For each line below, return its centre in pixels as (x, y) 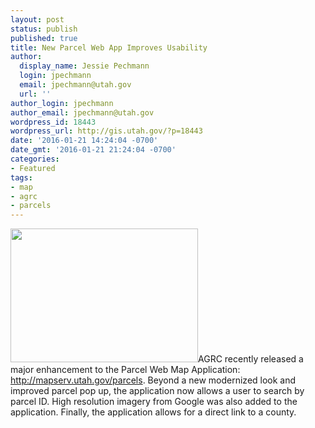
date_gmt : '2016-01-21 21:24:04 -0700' (93, 150)
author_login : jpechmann (62, 103)
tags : (21, 177)
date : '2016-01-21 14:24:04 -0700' (84, 141)
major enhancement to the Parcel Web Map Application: (125, 370)
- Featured (33, 168)
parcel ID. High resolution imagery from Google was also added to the (154, 402)
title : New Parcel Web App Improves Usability (109, 47)
